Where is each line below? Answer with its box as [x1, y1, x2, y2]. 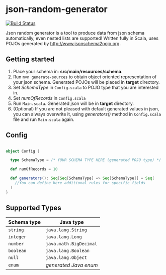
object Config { [6, 149, 40, 154]
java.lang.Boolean [45, 247, 90, 253]
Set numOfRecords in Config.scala [13, 95, 86, 101]
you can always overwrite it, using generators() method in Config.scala [13, 111, 161, 117]
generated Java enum [45, 261, 98, 268]
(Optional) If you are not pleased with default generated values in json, [13, 105, 159, 111]
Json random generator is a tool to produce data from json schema [6, 30, 145, 36]
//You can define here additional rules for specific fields [15, 181, 145, 186]
